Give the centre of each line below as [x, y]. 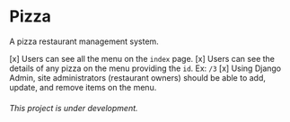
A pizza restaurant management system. [84, 41]
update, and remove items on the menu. [83, 87]
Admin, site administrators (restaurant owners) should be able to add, [138, 77]
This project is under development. [74, 108]
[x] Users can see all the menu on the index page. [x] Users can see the [142, 58]
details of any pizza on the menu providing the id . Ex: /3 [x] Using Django [145, 68]
